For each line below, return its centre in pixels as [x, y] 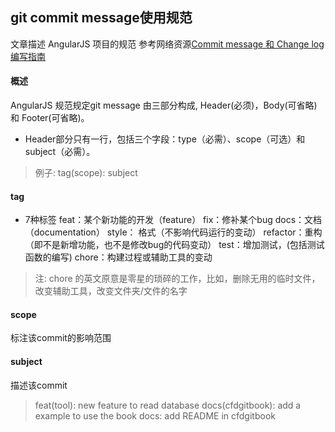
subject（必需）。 [60, 152]
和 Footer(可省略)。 [50, 118]
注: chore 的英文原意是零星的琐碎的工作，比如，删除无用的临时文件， [177, 279]
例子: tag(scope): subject [86, 173]
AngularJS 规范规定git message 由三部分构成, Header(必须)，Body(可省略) [164, 105]
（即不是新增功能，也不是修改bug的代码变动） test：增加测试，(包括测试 [174, 245]
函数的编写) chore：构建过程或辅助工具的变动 [118, 257]
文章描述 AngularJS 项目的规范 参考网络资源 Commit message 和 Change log [167, 44]
